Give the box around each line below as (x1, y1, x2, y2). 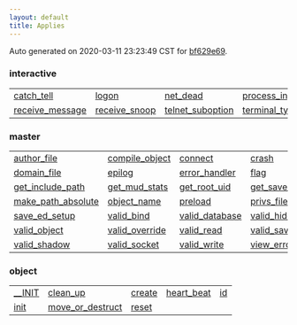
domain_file (13, 166, 62, 179)
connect (179, 152, 214, 165)
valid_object (13, 224, 64, 236)
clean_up (48, 287, 86, 299)
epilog (107, 166, 134, 179)
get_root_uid (179, 181, 232, 193)
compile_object (107, 152, 171, 165)
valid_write (179, 238, 225, 251)
